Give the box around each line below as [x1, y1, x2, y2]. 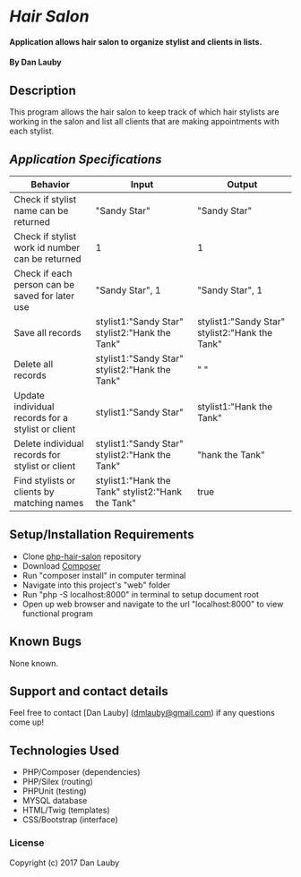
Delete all [13, 358, 54, 370]
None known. [9, 658, 59, 668]
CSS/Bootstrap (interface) [21, 814, 118, 825]
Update [13, 390, 45, 401]
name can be [13, 204, 69, 217]
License [9, 837, 45, 849]
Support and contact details [9, 684, 168, 700]
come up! [9, 717, 45, 727]
